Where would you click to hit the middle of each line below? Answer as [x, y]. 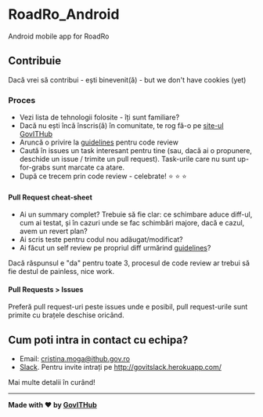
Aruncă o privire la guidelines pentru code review [99, 142]
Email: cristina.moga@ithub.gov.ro [75, 359]
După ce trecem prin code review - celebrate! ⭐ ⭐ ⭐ [103, 176]
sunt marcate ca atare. [88, 167]
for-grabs [35, 167]
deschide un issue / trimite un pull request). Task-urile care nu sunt [128, 159]
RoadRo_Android [64, 15]
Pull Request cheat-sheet [50, 197]
